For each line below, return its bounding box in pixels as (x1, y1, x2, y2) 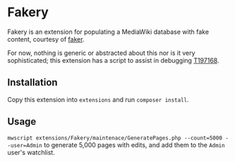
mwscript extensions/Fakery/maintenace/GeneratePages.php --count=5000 (7, 135, 222, 142)
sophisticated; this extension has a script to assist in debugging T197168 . (7, 56, 219, 64)
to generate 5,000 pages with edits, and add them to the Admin (43, 140, 225, 149)
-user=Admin (7, 142, 42, 149)
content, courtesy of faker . (7, 35, 85, 43)
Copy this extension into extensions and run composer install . (7, 95, 189, 104)
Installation (7, 77, 58, 89)
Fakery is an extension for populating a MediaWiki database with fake (7, 27, 210, 36)
